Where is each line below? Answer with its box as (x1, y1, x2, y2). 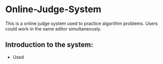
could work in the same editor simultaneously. (5, 25, 102, 31)
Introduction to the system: (5, 41, 93, 49)
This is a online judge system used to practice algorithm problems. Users (5, 20, 158, 26)
